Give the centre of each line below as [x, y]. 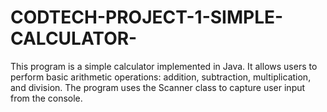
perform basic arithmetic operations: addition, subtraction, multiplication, [161, 77]
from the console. [46, 98]
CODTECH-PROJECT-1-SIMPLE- [147, 17]
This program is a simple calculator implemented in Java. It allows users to [164, 66]
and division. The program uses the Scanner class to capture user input [158, 87]
